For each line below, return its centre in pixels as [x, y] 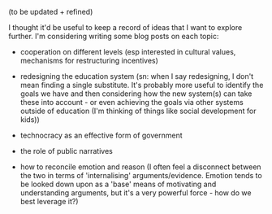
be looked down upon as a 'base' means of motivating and [118, 184]
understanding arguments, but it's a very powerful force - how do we [136, 193]
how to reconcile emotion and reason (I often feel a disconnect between [140, 167]
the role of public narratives [67, 151]
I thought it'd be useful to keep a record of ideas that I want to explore [125, 27]
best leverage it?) [49, 201]
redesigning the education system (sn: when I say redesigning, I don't [137, 76]
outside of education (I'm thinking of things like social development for [138, 111]
